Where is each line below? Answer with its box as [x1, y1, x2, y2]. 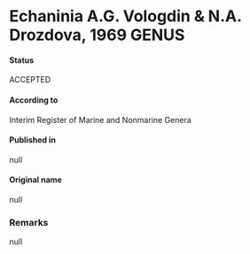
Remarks [9, 216, 49, 228]
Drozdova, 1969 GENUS [9, 25, 185, 45]
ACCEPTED [9, 74, 51, 85]
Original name [9, 174, 62, 185]
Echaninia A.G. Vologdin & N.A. [9, 6, 242, 27]
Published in [9, 135, 56, 145]
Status [9, 55, 35, 65]
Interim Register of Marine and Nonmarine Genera [9, 114, 192, 125]
